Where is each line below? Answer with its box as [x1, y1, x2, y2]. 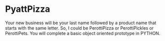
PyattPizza [5, 3, 50, 15]
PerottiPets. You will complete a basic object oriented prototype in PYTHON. [5, 30, 161, 36]
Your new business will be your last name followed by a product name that [5, 20, 157, 26]
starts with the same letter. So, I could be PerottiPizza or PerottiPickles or [5, 25, 154, 31]
